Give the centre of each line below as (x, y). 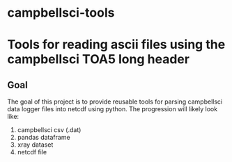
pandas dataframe (44, 138)
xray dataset (35, 145)
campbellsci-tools (61, 13)
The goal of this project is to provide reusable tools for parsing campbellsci (115, 102)
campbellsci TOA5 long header (99, 59)
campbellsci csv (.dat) (49, 130)
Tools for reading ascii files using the (116, 45)
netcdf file (32, 152)
